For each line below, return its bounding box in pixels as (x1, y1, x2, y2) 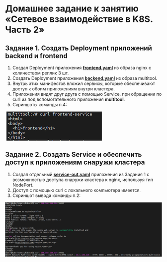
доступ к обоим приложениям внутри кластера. (12, 86, 115, 92)
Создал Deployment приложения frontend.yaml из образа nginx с (12, 65, 152, 70)
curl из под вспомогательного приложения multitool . (12, 96, 125, 102)
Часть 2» (5, 24, 45, 35)
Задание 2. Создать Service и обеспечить (5, 150, 142, 159)
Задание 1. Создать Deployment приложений (5, 44, 153, 52)
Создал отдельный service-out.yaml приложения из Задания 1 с (12, 171, 150, 177)
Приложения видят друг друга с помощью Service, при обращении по (12, 91, 162, 97)
